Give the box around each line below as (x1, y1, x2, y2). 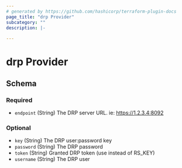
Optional (6, 124, 31, 132)
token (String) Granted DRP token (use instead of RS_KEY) (14, 149, 155, 156)
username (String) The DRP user (14, 156, 90, 163)
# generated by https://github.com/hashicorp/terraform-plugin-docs (6, 8, 177, 15)
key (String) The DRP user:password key (14, 137, 112, 144)
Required (6, 96, 33, 104)
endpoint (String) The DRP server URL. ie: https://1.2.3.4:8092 (14, 109, 164, 116)
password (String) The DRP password (14, 143, 104, 150)
